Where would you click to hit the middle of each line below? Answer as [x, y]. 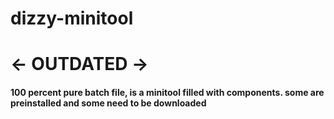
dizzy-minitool [72, 18]
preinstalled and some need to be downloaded [108, 103]
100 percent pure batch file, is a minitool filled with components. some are [167, 92]
